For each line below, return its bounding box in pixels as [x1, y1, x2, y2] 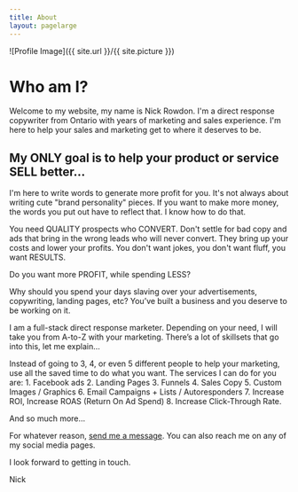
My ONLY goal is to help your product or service [9, 150, 279, 165]
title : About [9, 12, 58, 22]
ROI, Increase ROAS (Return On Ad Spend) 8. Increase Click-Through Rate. [9, 396, 282, 407]
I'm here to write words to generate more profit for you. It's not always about [9, 188, 289, 199]
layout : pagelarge [9, 21, 77, 30]
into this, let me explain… [9, 341, 100, 352]
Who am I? [9, 76, 89, 97]
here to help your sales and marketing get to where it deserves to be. [9, 125, 262, 136]
